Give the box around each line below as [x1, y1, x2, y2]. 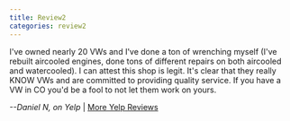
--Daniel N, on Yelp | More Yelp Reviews [9, 101, 159, 112]
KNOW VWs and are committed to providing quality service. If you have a [9, 74, 282, 85]
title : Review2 [9, 13, 67, 22]
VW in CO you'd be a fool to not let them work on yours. [9, 84, 217, 95]
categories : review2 [9, 22, 87, 30]
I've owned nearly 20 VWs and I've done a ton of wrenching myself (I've [9, 46, 277, 56]
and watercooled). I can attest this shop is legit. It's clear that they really [9, 65, 276, 76]
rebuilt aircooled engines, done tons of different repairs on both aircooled [9, 56, 282, 66]
